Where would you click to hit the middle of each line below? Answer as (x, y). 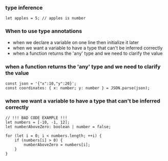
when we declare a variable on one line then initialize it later (76, 42)
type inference (24, 8)
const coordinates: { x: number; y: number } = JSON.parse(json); (78, 88)
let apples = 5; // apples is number (46, 18)
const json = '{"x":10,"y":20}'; (41, 84)
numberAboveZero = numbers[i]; (57, 145)
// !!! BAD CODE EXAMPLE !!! (36, 118)
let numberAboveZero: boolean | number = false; (58, 127)
